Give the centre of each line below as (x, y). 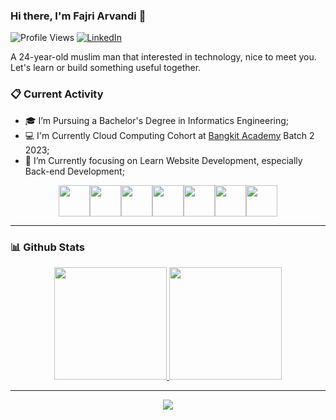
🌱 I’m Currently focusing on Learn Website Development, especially (163, 160)
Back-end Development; (74, 171)
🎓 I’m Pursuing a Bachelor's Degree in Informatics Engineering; (157, 120)
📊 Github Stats (47, 247)
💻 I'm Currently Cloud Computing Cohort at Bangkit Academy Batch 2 (169, 135)
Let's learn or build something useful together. (106, 68)
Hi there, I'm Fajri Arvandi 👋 (78, 16)
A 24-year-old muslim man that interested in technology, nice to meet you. (163, 57)
